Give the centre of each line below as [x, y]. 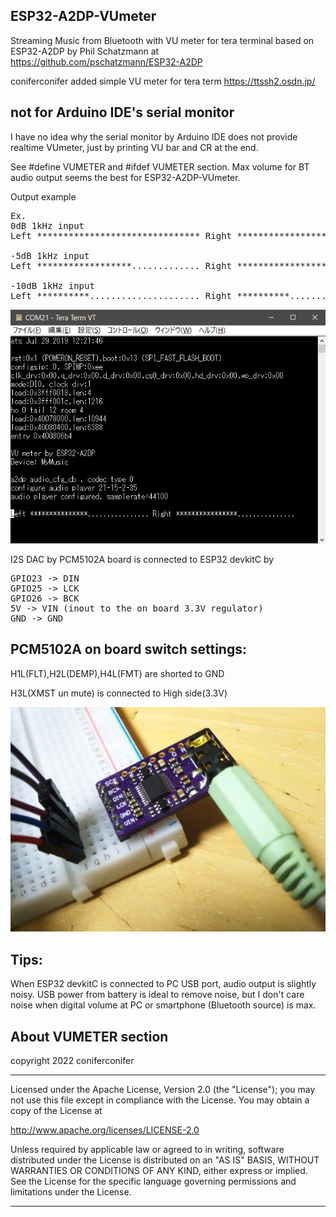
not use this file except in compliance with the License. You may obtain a [160, 1100]
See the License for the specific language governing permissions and [153, 1181]
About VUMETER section [89, 1036]
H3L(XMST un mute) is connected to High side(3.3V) [119, 693]
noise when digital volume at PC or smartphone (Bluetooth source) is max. [163, 1005]
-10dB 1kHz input [52, 285]
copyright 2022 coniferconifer [72, 1061]
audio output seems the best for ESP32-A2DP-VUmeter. [125, 177]
